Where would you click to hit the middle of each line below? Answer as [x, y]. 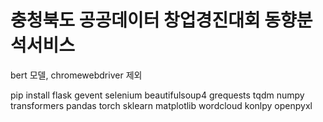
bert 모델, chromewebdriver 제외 [76, 75]
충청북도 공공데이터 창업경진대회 [135, 20]
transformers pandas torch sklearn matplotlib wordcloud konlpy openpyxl [161, 105]
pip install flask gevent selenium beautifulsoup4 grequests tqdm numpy [157, 95]
